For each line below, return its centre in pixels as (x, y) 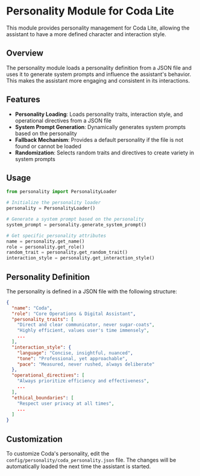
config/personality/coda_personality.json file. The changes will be (91, 460)
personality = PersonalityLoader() (51, 208)
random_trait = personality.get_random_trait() (67, 252)
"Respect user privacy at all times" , (66, 403)
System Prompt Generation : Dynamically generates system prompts (100, 127)
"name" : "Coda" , (32, 308)
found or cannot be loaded (48, 146)
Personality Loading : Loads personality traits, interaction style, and (99, 114)
